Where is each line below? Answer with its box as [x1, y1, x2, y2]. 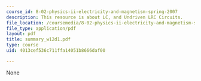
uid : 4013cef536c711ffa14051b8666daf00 [6, 48, 106, 54]
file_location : [6, 20, 44, 26]
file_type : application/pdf [6, 25, 77, 32]
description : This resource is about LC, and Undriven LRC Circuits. [6, 14, 184, 20]
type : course [6, 42, 39, 48]
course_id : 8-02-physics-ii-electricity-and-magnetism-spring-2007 [6, 8, 178, 15]
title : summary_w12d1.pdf [6, 36, 71, 42]
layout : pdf [6, 31, 36, 37]
